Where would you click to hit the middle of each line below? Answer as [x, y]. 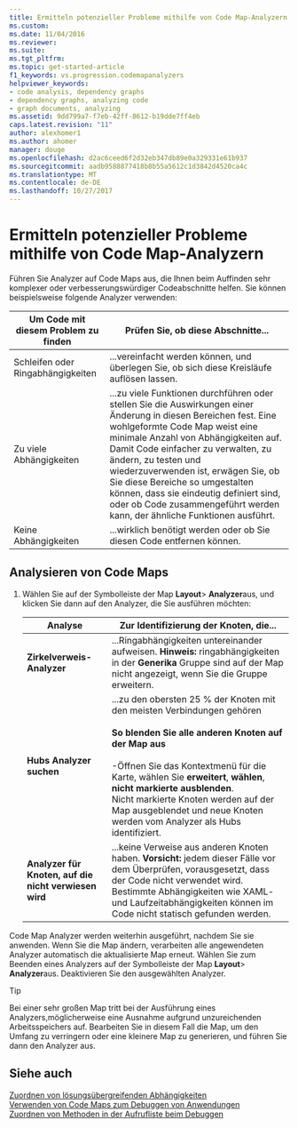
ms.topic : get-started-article [67, 68]
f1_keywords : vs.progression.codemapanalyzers [97, 76]
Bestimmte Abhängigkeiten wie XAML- [193, 892]
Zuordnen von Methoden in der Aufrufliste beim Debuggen [117, 1114]
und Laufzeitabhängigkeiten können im [192, 902]
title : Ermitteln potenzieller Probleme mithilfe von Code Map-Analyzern [149, 17]
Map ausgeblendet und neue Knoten [187, 810]
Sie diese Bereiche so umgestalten [182, 482]
